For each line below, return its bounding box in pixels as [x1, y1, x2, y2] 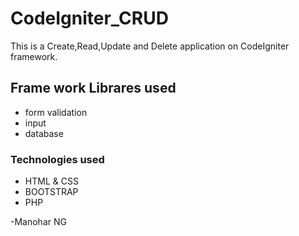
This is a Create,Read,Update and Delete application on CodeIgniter [10, 40, 290, 52]
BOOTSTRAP [24, 186, 79, 198]
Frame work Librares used [10, 80, 177, 97]
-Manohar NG [10, 216, 67, 228]
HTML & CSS [24, 175, 79, 187]
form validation [24, 106, 88, 118]
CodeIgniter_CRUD [10, 7, 169, 30]
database [24, 127, 64, 139]
